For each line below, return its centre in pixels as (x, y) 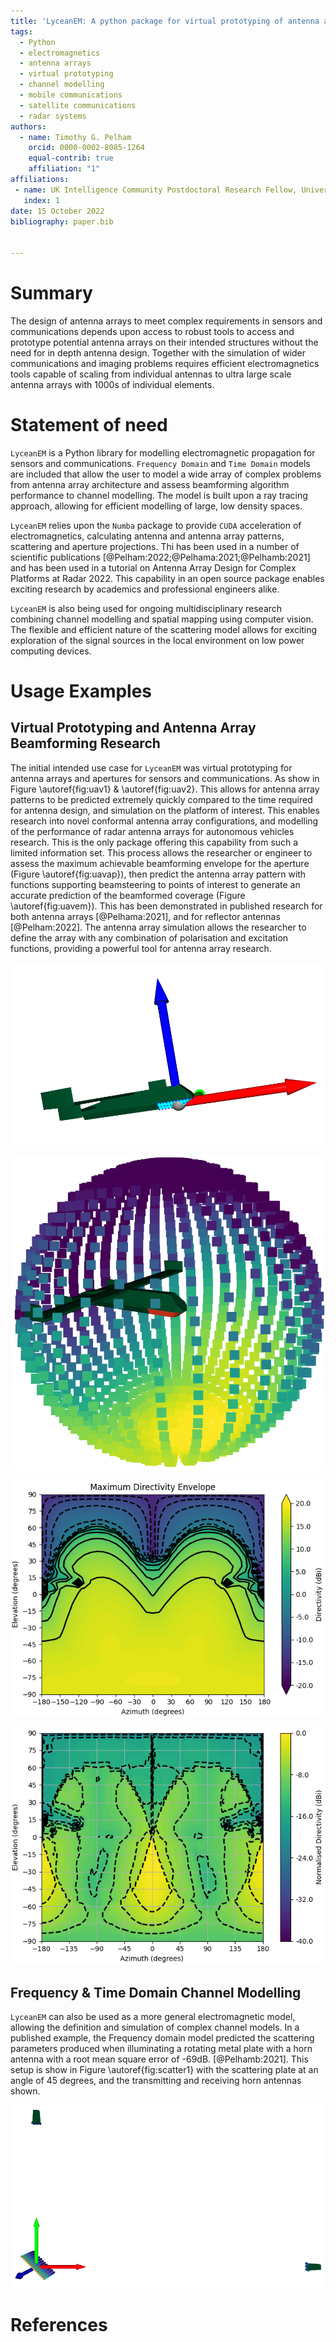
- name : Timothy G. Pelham (75, 137)
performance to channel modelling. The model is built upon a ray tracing (159, 495)
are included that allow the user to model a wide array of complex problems (166, 474)
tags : (21, 31)
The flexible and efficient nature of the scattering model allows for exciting (164, 629)
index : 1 (41, 200)
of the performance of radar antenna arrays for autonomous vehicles (152, 831)
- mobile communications (71, 95)
